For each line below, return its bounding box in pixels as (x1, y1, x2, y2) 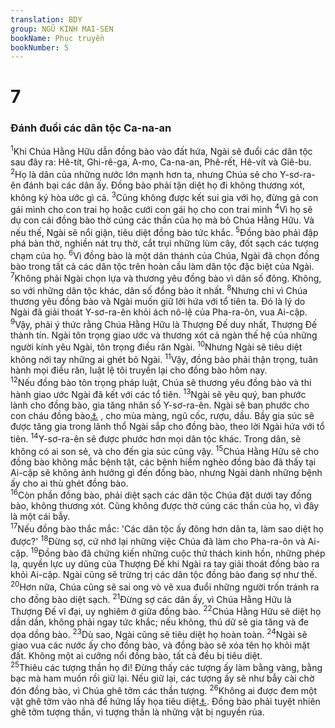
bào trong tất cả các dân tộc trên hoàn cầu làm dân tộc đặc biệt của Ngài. (10, 260, 315, 272)
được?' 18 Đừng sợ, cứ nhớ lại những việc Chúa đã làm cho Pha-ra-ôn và (10, 533, 306, 547)
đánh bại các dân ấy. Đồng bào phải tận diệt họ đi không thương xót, (23, 179, 306, 191)
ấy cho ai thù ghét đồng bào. (10, 477, 129, 489)
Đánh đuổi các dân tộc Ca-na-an (10, 121, 172, 135)
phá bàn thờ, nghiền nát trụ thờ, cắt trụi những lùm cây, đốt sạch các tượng (10, 237, 320, 250)
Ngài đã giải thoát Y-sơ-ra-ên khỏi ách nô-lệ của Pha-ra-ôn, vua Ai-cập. (10, 306, 308, 318)
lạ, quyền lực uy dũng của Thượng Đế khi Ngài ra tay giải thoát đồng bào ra (10, 558, 320, 570)
